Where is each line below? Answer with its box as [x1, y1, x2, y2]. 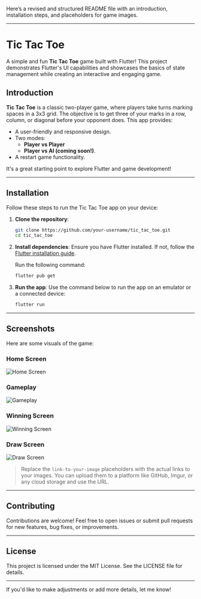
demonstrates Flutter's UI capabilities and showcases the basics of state [6, 64, 185, 71]
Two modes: [14, 134, 46, 141]
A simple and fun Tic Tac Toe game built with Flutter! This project [6, 57, 167, 65]
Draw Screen [6, 440, 45, 448]
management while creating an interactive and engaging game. [6, 70, 162, 77]
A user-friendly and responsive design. [14, 128, 111, 135]
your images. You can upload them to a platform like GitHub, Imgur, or [20, 472, 193, 479]
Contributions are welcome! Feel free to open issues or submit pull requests [6, 517, 193, 524]
